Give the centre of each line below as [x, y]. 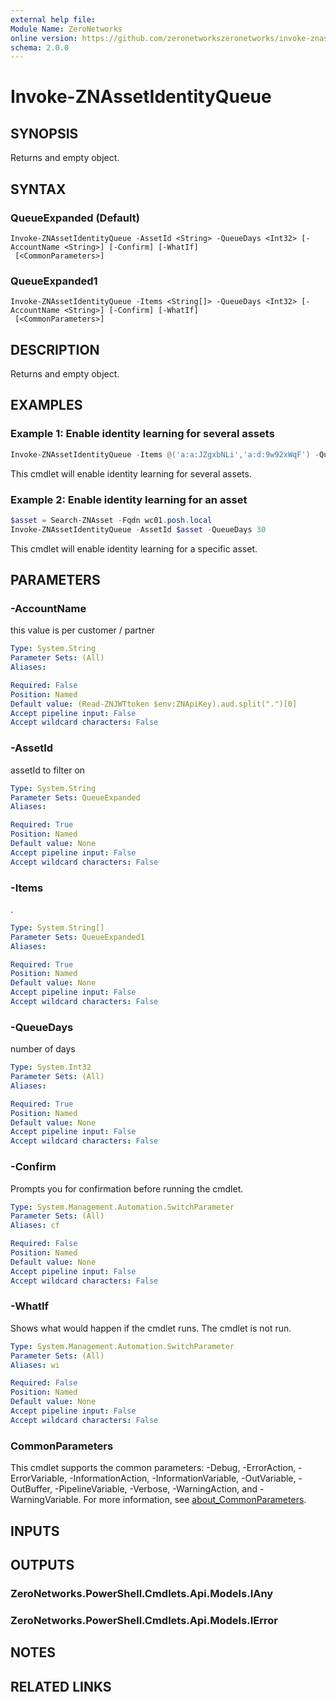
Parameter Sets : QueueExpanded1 [77, 937]
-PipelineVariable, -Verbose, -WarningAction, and [156, 1489]
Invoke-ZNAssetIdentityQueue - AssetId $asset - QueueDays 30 [138, 529]
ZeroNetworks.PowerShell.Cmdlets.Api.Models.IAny [142, 1593]
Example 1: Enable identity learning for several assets [142, 434]
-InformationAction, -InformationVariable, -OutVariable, [183, 1478]
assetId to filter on [48, 770]
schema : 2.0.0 [40, 47]
